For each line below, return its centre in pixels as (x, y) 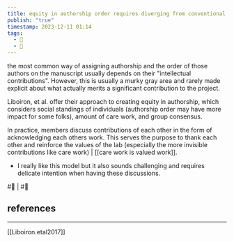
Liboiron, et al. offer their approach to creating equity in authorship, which (113, 101)
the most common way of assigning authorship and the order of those (108, 66)
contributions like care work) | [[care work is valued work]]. (92, 152)
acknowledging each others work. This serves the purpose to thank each (112, 137)
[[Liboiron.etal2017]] (36, 232)
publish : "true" (31, 20)
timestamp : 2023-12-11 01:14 (49, 27)
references (32, 209)
